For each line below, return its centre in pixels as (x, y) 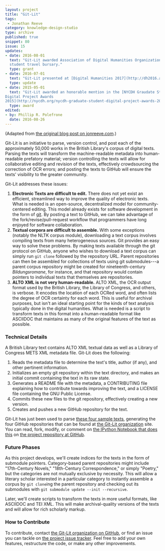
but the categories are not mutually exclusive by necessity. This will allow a (81, 474)
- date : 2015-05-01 (25, 87)
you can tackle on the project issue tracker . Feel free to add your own (75, 538)
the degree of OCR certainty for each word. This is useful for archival (82, 298)
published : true (22, 37)
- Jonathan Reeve (25, 23)
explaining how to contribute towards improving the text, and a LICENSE (85, 388)
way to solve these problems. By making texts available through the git (84, 245)
